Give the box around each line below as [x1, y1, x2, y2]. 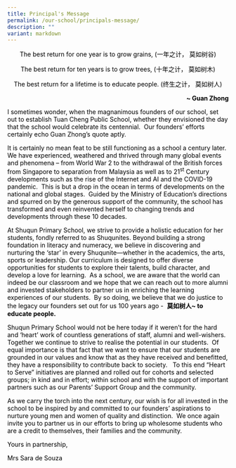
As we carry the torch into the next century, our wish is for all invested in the [7, 396, 228, 405]
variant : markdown [7, 30, 61, 37]
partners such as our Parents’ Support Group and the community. [7, 383, 197, 391]
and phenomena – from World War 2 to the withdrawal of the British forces [7, 159, 223, 167]
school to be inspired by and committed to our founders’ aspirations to [7, 404, 211, 412]
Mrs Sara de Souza [7, 453, 63, 462]
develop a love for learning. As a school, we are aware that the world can [7, 270, 221, 279]
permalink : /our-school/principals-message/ [7, 17, 140, 24]
